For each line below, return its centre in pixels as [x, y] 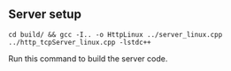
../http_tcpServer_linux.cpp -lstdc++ [80, 42]
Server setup [45, 14]
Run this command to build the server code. [88, 58]
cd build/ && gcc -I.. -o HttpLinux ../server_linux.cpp [115, 34]
